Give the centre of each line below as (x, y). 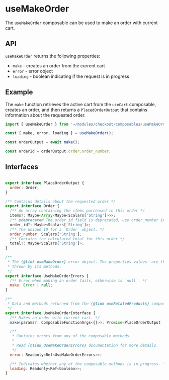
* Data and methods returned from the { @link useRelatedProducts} (78, 304)
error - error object (33, 71)
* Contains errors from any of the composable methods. (72, 336)
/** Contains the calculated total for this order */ (67, 239)
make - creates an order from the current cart (59, 65)
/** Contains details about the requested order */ (60, 202)
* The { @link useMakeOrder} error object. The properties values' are (83, 262)
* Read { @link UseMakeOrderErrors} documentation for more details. (85, 345)
